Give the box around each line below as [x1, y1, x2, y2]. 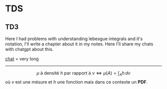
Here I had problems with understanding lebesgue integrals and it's [5, 36, 143, 42]
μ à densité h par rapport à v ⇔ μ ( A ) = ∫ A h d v [36, 70, 131, 77]
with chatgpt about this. [5, 46, 54, 52]
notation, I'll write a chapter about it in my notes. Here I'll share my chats [5, 41, 154, 47]
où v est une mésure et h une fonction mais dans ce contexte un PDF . [5, 79, 148, 85]
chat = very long [5, 56, 39, 62]
